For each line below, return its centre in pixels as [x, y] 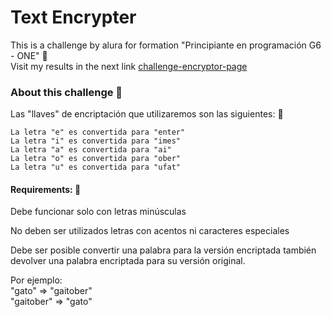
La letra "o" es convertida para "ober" [96, 159]
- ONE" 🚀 [29, 55]
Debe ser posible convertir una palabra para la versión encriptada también [163, 250]
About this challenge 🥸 [66, 92]
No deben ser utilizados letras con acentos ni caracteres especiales [150, 231]
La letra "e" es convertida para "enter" [98, 132]
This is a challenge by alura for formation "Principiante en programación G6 [166, 45]
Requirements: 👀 [46, 189]
